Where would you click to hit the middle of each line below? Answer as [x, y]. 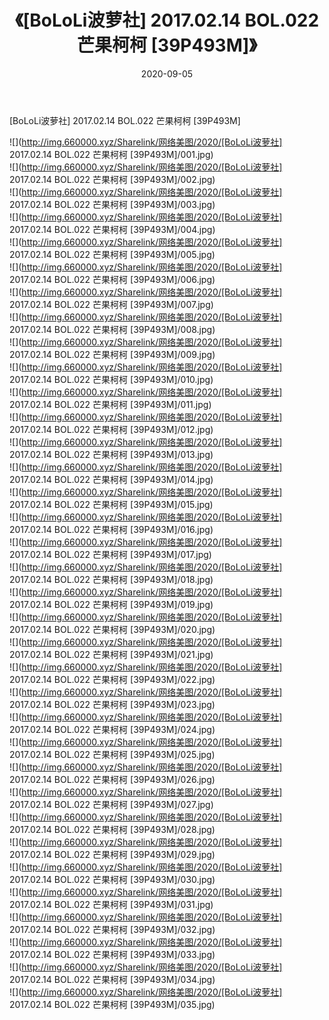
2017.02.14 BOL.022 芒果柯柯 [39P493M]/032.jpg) [112, 929]
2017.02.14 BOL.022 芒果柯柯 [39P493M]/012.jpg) [111, 429]
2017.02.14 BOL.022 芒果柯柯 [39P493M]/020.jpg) [112, 629]
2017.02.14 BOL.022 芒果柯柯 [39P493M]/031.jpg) [111, 904]
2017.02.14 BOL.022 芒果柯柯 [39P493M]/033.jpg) [112, 954]
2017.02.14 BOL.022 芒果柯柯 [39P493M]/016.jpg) [111, 529]
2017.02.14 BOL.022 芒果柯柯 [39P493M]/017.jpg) [110, 554]
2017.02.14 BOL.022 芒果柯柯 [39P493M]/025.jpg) [112, 754]
